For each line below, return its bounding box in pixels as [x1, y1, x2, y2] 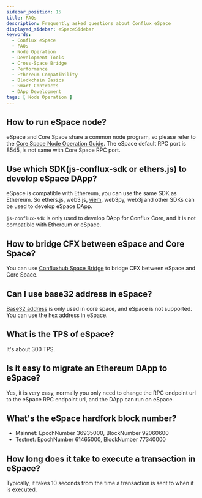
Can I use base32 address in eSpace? [6, 289, 152, 299]
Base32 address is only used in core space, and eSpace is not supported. [6, 305, 193, 312]
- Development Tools [12, 54, 64, 61]
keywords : [6, 32, 32, 38]
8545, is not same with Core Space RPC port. [6, 146, 121, 154]
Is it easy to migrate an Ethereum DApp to [6, 363, 168, 374]
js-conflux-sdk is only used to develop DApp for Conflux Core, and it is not [6, 215, 196, 222]
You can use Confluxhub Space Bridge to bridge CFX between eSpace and [6, 264, 196, 272]
